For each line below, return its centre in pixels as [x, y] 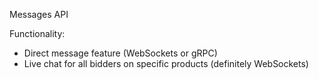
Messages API [39, 14]
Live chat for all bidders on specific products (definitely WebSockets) [166, 63]
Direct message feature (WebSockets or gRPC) [120, 53]
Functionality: [37, 33]
